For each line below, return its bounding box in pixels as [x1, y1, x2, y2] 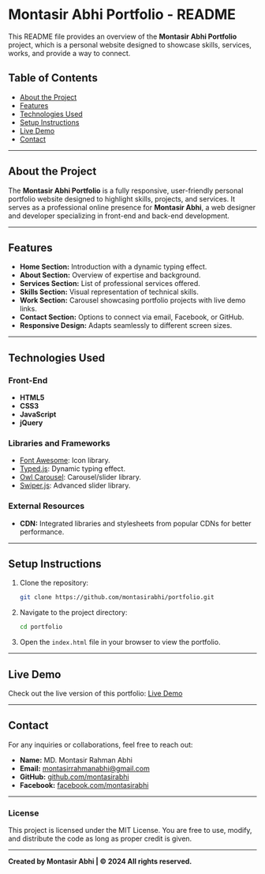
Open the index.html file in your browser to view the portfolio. [19, 638, 221, 647]
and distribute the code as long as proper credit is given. [8, 834, 192, 843]
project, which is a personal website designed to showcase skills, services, [8, 40, 252, 49]
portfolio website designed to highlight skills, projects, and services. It [8, 194, 235, 203]
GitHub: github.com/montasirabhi [19, 772, 129, 782]
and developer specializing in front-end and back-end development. [8, 211, 230, 220]
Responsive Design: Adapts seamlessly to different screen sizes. [19, 321, 233, 330]
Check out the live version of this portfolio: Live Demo [8, 689, 183, 699]
